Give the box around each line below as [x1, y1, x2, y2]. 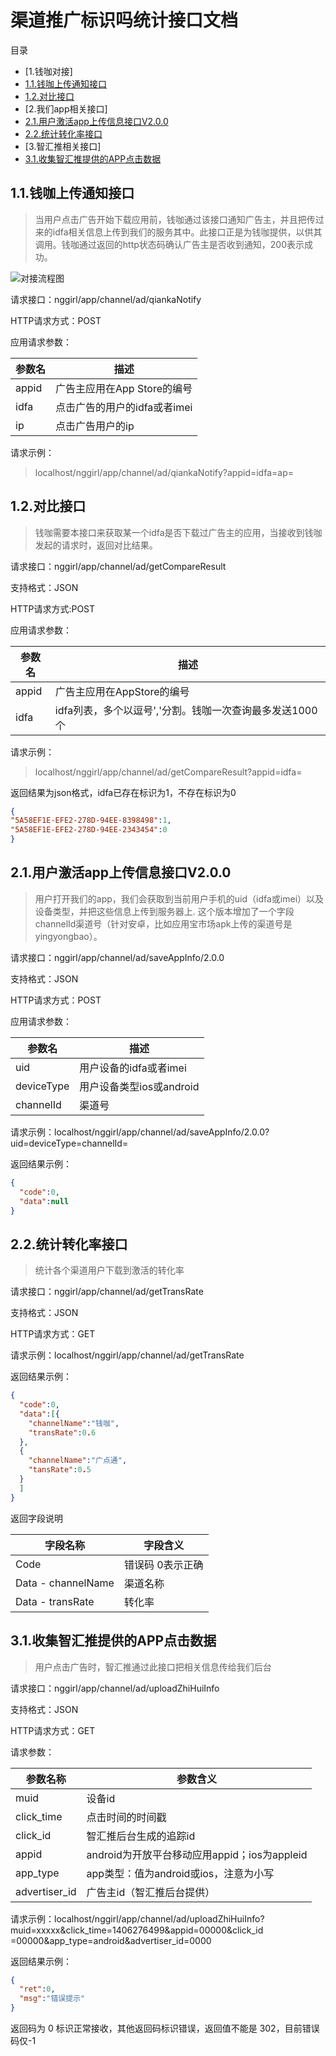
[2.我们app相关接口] [24, 102, 108, 115]
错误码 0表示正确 [123, 1557, 204, 1571]
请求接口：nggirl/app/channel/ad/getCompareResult [10, 560, 227, 572]
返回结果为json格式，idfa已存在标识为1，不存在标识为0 [10, 786, 237, 798]
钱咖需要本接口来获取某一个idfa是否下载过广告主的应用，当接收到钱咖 [34, 526, 323, 538]
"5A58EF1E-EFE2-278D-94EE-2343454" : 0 [10, 825, 168, 835]
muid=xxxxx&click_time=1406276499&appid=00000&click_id [10, 1924, 264, 1936]
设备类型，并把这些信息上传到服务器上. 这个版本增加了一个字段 [34, 905, 295, 917]
